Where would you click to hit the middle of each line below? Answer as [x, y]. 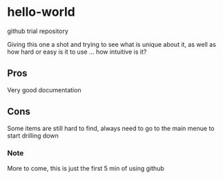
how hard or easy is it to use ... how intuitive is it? [77, 52]
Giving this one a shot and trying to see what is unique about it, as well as [111, 44]
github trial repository [38, 31]
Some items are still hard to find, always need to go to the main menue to [111, 128]
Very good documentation [44, 89]
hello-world [41, 12]
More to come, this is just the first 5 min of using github [86, 168]
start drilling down [33, 136]
